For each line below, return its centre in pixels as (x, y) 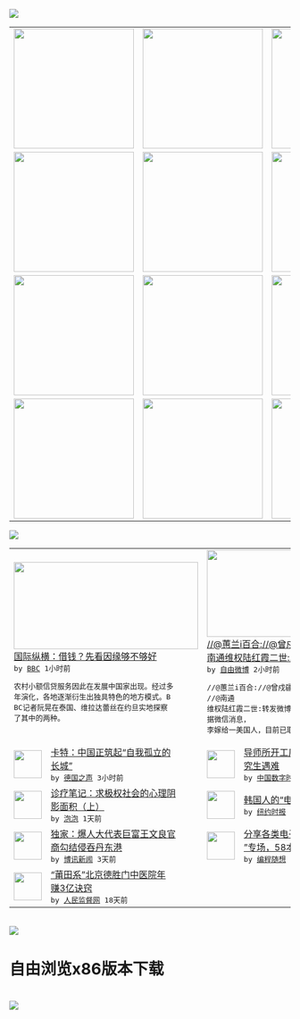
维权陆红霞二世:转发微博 (249, 709)
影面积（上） (78, 806)
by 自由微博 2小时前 (243, 670)
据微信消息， (229, 719)
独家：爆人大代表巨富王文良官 (113, 834)
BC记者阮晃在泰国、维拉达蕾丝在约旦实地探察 (91, 707)
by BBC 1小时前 (42, 668)
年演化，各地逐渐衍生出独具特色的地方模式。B (92, 697)
